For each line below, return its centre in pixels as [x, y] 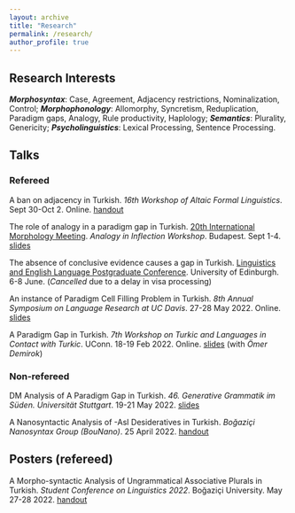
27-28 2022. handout [48, 499]
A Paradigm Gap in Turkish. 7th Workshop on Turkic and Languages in [138, 334]
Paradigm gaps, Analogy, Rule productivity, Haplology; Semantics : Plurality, [147, 118]
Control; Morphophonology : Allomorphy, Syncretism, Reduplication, [134, 109]
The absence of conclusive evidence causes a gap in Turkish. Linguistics [143, 262]
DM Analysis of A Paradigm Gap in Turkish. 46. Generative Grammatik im [143, 396]
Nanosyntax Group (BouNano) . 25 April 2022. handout [109, 431]
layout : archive [39, 17]
